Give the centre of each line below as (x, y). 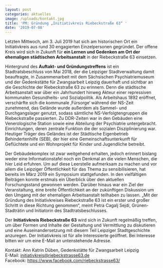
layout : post (18, 10)
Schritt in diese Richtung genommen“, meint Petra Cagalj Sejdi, (68, 206)
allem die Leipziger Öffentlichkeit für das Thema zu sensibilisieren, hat (75, 169)
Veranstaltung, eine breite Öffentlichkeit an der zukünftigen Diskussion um (80, 190)
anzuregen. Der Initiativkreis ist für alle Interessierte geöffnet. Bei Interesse (80, 236)
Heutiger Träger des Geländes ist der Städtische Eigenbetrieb (67, 134)
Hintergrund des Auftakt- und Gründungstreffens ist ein (62, 67)
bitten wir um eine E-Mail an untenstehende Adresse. (58, 241)
